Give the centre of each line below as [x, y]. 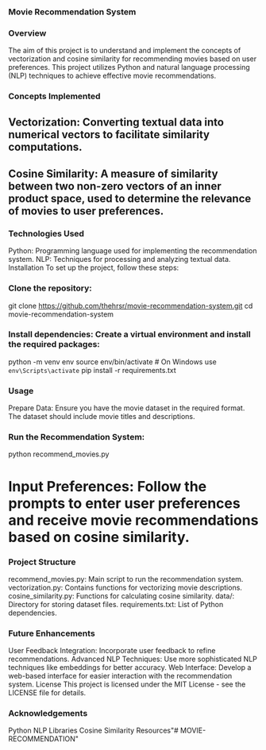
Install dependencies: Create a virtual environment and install [130, 334]
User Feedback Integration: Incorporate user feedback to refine [112, 651]
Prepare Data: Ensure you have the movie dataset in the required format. [127, 408]
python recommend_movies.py [59, 454]
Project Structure [42, 562]
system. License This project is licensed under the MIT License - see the [127, 684]
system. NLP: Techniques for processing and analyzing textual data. [120, 260]
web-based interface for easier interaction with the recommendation [120, 676]
